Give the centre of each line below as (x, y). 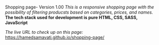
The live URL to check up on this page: (44, 32)
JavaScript (16, 22)
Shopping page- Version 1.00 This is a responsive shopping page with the (79, 7)
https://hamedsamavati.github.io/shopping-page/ (55, 37)
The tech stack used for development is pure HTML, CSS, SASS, (71, 17)
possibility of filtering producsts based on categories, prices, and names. (79, 12)
